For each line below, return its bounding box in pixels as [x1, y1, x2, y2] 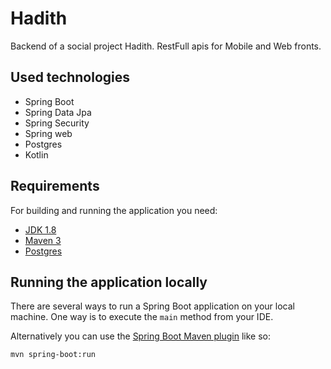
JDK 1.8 [24, 223, 57, 236]
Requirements [10, 178, 100, 195]
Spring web [24, 127, 73, 139]
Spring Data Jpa [24, 106, 92, 118]
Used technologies [10, 69, 131, 86]
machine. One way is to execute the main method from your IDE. [10, 311, 274, 323]
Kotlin [24, 148, 49, 161]
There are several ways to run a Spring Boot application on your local [10, 300, 295, 312]
